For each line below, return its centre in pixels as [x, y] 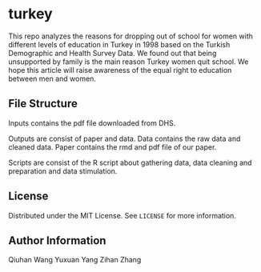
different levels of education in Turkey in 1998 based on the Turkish [119, 44]
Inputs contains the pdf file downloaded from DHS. [92, 123]
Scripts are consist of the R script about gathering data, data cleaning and [130, 162]
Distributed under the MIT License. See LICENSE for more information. [122, 215]
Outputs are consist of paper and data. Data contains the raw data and [124, 138]
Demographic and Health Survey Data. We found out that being [112, 53]
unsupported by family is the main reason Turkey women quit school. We [128, 62]
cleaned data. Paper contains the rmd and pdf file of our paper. [112, 147]
